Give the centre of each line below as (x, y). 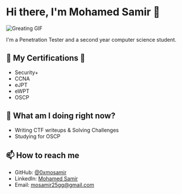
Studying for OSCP (37, 136)
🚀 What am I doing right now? (61, 116)
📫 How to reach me (43, 155)
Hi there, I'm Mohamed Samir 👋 (83, 12)
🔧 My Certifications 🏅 (46, 58)
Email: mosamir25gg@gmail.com (54, 185)
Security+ (26, 72)
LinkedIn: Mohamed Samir (46, 179)
